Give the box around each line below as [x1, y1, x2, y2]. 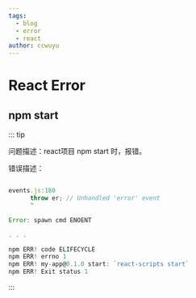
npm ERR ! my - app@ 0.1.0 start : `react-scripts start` [8, 260, 190, 268]
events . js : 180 [8, 187, 56, 195]
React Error [8, 77, 86, 95]
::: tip [8, 130, 26, 139]
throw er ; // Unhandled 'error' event [29, 194, 161, 202]
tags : [8, 11, 27, 20]
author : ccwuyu [8, 42, 60, 50]
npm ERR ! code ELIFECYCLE [8, 245, 95, 254]
